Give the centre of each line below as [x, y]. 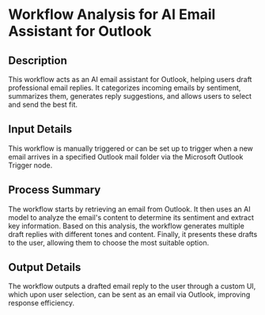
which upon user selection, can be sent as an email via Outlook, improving [129, 294]
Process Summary [55, 190]
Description [38, 60]
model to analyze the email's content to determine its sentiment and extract [131, 217]
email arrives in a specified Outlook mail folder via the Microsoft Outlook [126, 156]
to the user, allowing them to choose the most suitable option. [109, 242]
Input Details [40, 129]
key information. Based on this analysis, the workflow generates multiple [127, 226]
